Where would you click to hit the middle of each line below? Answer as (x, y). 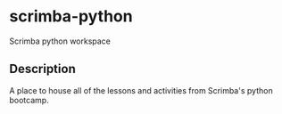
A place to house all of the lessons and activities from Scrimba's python (141, 90)
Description (42, 69)
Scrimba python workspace (60, 41)
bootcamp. (29, 100)
